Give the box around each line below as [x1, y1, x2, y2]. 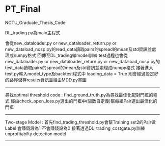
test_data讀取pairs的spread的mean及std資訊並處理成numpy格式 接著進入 [5, 65, 154, 71]
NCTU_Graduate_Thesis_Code [5, 20, 66, 25]
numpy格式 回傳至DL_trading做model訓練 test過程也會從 [13, 52, 128, 58]
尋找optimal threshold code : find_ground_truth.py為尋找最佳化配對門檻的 [5, 92, 153, 97]
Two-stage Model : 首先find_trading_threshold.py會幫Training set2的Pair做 [5, 119, 156, 125]
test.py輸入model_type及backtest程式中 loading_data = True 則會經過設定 [5, 71, 155, 76]
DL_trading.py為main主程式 [5, 29, 60, 35]
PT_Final [5, 3, 41, 15]
